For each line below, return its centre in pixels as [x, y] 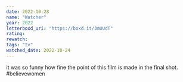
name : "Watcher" [26, 17]
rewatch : [17, 39]
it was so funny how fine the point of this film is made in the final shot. [92, 67]
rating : [16, 34]
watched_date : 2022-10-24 [38, 51]
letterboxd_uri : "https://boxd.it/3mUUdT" [60, 28]
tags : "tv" [20, 45]
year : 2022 [20, 23]
